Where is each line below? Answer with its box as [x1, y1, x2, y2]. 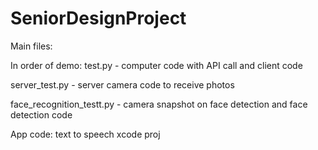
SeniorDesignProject [10, 7, 187, 30]
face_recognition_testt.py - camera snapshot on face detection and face [10, 98, 308, 110]
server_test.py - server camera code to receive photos [10, 78, 235, 91]
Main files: [10, 40, 53, 52]
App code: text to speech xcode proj [10, 128, 161, 140]
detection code [10, 108, 73, 121]
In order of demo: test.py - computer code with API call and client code [10, 59, 303, 71]
